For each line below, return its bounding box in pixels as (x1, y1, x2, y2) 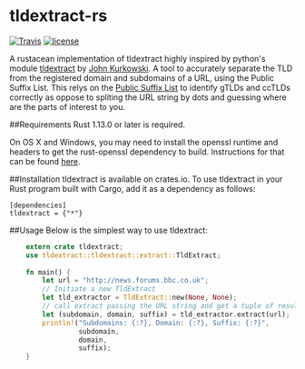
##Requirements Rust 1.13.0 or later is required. (9, 119, 186, 130)
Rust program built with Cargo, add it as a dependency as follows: (9, 183, 256, 194)
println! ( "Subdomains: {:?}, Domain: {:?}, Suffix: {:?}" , (42, 318, 271, 327)
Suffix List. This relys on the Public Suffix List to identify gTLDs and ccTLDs (9, 82, 290, 93)
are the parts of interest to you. (9, 101, 125, 112)
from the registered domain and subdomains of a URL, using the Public (9, 72, 275, 83)
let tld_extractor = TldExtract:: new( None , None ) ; (42, 293, 238, 303)
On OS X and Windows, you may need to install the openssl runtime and (9, 136, 279, 147)
